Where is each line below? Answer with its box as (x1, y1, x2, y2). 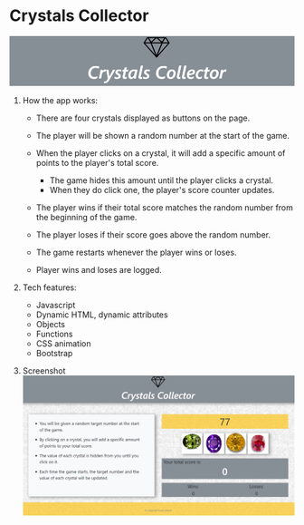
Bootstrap (35, 348, 73, 359)
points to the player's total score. (35, 158, 159, 169)
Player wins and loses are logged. (35, 265, 163, 276)
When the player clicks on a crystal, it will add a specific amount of (35, 148, 286, 159)
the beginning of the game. (35, 212, 138, 223)
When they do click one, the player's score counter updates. (49, 185, 275, 196)
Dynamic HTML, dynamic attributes (35, 309, 169, 320)
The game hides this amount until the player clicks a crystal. (49, 175, 274, 186)
